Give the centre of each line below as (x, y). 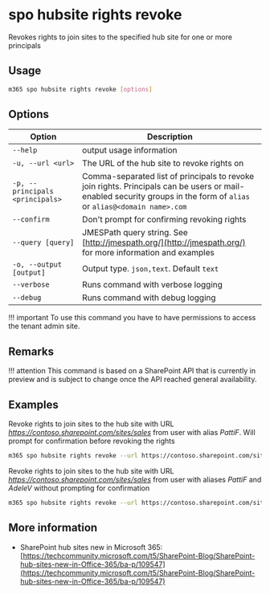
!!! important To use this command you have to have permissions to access (132, 318)
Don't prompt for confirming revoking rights (164, 220)
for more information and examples (148, 253)
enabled (97, 197)
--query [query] (43, 243)
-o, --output (37, 265)
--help (25, 151)
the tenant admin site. (44, 326)
